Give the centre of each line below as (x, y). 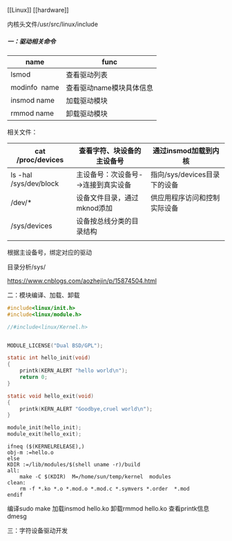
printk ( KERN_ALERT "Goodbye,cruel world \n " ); (86, 409)
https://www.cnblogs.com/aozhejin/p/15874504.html (82, 281)
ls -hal (21, 175)
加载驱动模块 (87, 101)
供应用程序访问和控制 (185, 197)
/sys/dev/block (35, 184)
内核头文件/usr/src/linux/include (53, 24)
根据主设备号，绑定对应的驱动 (49, 252)
